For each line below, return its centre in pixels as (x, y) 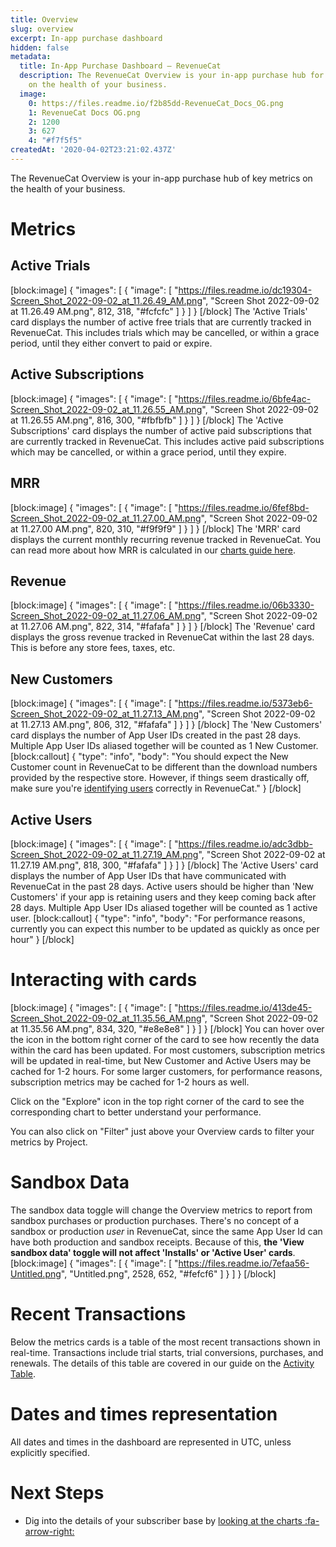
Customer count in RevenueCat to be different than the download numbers (164, 767)
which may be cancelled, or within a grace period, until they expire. (148, 452)
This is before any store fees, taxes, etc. (93, 648)
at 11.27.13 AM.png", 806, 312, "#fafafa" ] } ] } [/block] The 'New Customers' (166, 725)
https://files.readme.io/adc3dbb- (245, 843)
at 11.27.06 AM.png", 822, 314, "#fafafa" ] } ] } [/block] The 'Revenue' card (163, 627)
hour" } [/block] (42, 939)
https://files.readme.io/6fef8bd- (244, 507)
